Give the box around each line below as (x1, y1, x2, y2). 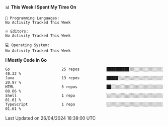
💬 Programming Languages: (5, 16, 59, 21)
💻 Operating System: (5, 43, 50, 48)
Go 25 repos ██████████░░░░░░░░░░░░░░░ (5, 67, 163, 72)
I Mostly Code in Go (5, 57, 47, 63)
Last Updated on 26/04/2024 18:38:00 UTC (5, 115, 96, 121)
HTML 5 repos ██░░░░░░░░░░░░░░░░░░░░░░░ (5, 84, 163, 89)
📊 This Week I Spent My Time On (5, 4, 76, 10)
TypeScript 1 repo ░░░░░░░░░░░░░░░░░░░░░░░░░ (5, 102, 163, 107)
